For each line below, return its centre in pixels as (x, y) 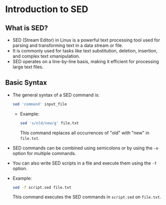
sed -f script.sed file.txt (42, 187)
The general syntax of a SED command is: (56, 95)
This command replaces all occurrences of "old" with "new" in (85, 133)
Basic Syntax (26, 83)
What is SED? (27, 28)
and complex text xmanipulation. (46, 56)
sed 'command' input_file (39, 104)
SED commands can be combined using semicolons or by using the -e (85, 148)
